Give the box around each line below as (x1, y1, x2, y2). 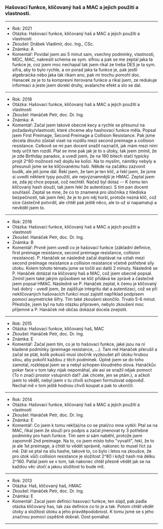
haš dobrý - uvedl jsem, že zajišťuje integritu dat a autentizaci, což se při (12, 286, 158, 292)
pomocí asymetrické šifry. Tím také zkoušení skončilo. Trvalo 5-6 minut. (12, 296, 156, 302)
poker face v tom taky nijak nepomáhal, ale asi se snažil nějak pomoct (12, 367, 152, 373)
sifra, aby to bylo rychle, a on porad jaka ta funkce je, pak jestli (12, 67, 137, 73)
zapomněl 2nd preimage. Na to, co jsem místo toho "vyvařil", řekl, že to (12, 438, 154, 444)
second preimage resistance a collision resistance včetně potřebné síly (12, 260, 154, 266)
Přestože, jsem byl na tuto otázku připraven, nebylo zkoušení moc (12, 301, 144, 307)
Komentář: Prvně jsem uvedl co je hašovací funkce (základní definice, (12, 245, 151, 250)
